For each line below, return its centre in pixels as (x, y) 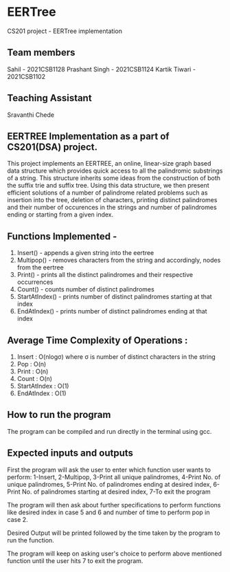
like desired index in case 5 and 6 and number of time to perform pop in (108, 512)
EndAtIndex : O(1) (42, 393)
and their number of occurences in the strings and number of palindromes (112, 208)
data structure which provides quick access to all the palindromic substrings (115, 171)
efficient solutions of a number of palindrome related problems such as (107, 192)
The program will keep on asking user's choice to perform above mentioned (114, 553)
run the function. (31, 540)
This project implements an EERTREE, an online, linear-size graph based (109, 164)
